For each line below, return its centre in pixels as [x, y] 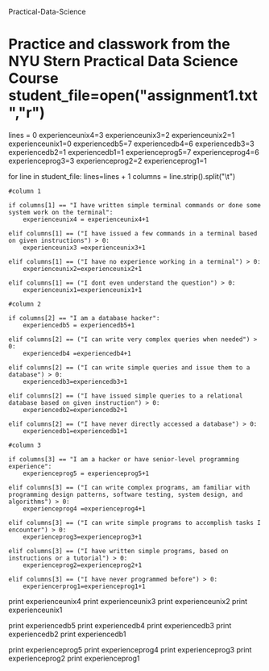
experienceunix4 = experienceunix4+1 [86, 219]
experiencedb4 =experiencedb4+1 [77, 353]
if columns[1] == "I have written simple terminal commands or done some [135, 205]
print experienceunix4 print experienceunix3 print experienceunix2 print [128, 601]
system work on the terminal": [61, 212]
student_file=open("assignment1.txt [133, 96]
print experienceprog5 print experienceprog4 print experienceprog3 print [130, 649]
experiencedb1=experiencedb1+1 [75, 431]
